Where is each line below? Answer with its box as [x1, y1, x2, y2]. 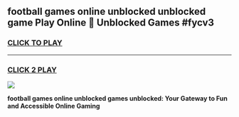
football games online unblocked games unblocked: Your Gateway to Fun [7, 94, 228, 102]
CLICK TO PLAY [7, 38, 63, 48]
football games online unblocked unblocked [7, 6, 206, 18]
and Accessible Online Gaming [7, 101, 100, 110]
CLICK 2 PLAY [7, 65, 57, 74]
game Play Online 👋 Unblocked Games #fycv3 [7, 17, 215, 29]
